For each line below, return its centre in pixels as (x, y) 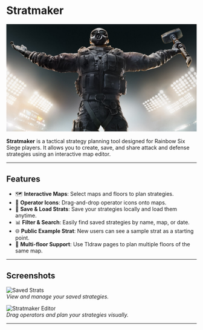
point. (22, 238)
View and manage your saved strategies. (57, 297)
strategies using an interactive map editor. (59, 154)
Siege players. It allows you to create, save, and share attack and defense (98, 148)
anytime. (26, 215)
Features (23, 179)
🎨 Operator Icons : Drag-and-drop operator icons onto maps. (91, 203)
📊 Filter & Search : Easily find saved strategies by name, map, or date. (102, 223)
